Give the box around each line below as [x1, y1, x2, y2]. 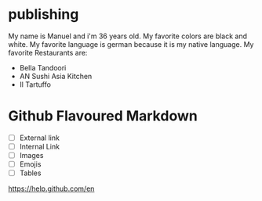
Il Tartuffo [19, 80, 51, 89]
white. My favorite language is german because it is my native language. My [8, 39, 254, 48]
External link [19, 133, 60, 142]
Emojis [19, 160, 42, 169]
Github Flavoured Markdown [8, 107, 198, 125]
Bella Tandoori [19, 63, 67, 72]
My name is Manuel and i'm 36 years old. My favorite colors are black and [8, 31, 248, 41]
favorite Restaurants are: [8, 48, 88, 57]
